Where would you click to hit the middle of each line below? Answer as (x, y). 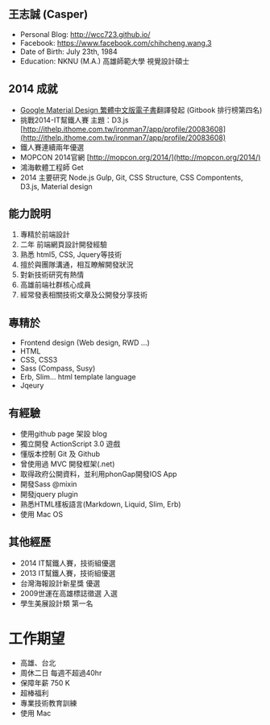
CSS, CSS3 (39, 360)
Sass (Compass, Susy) (58, 368)
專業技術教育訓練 (48, 702)
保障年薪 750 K (45, 682)
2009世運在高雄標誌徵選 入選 (69, 593)
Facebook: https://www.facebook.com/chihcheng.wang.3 (116, 43)
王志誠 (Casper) (48, 14)
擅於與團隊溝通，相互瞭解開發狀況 (77, 265)
